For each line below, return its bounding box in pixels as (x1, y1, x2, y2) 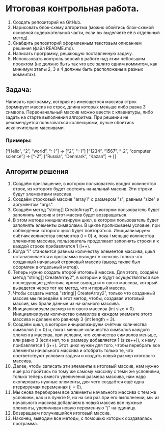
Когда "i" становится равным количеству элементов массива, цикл (12, 248, 155, 254)
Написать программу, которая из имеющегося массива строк (5, 99, 137, 105)
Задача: (5, 85, 31, 94)
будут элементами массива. (12, 191, 73, 197)
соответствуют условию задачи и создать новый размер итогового (12, 352, 155, 358)
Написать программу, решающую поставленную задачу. (12, 50, 133, 56)
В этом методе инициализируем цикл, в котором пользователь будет (12, 217, 159, 223)
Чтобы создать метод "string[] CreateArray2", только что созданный (12, 290, 155, 296)
